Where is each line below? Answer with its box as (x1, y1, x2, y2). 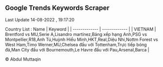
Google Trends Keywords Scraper (5, 4, 109, 12)
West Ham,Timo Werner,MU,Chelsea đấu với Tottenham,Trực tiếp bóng (5, 41, 147, 48)
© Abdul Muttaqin (5, 56, 41, 62)
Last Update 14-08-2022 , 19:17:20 (5, 17, 74, 22)
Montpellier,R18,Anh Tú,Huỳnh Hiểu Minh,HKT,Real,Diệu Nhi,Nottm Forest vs (5, 36, 158, 42)
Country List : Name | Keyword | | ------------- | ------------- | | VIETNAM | (5, 26, 156, 32)
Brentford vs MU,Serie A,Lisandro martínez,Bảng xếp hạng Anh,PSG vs (5, 31, 147, 37)
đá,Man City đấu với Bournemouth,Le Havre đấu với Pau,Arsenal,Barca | (5, 47, 149, 52)
